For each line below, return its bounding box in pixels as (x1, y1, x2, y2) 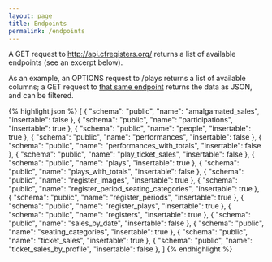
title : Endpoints (8, 19, 67, 28)
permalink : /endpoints (8, 27, 85, 35)
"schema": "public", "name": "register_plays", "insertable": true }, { (8, 201, 231, 211)
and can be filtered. (8, 91, 75, 101)
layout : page (8, 11, 53, 20)
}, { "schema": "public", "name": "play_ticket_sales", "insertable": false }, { (8, 149, 256, 159)
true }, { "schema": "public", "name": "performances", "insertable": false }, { (8, 132, 262, 142)
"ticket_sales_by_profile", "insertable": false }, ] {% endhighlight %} (8, 244, 233, 254)
